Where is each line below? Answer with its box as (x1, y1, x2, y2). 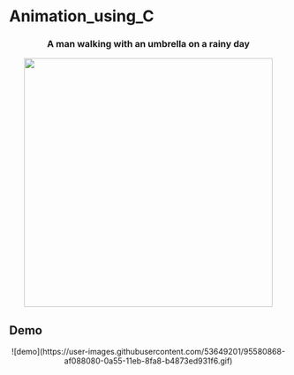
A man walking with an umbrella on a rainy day (47, 38, 250, 50)
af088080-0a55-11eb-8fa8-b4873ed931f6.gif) (64, 356, 233, 366)
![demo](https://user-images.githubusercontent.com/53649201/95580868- (11, 347, 285, 357)
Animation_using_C (9, 6, 155, 27)
